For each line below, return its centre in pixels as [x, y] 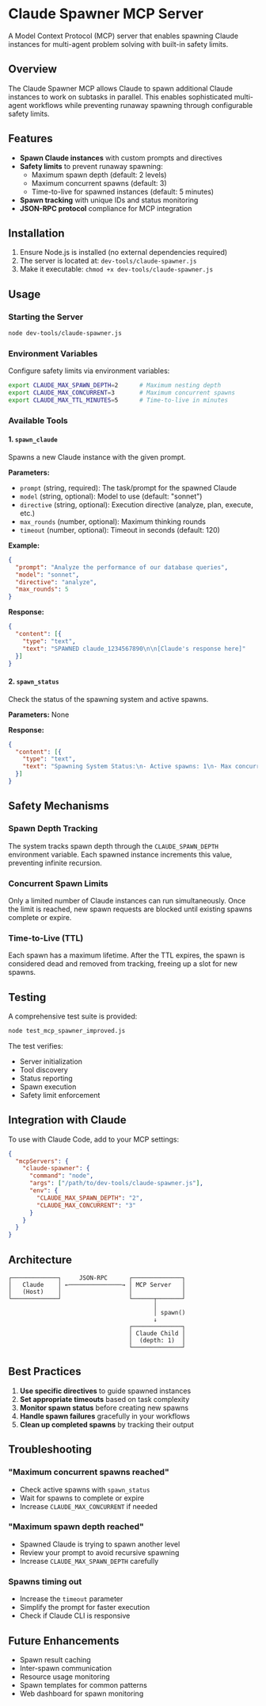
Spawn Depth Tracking [53, 829]
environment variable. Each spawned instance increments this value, [120, 854]
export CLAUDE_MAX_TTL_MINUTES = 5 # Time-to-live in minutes [118, 400]
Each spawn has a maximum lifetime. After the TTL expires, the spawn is [127, 955]
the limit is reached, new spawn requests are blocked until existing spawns [130, 909]
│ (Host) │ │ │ [97, 1292]
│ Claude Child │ [157, 1334]
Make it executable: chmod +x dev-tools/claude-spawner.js [116, 269]
